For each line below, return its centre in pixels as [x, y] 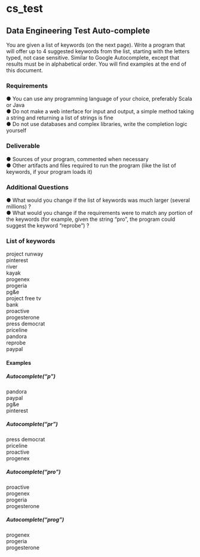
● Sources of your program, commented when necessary [78, 159]
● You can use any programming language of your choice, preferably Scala [99, 99]
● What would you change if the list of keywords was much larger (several [98, 200]
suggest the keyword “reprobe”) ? [48, 225]
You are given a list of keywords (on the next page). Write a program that [96, 45]
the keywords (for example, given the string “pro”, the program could [91, 219]
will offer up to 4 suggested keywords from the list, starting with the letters [98, 51]
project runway [25, 254]
